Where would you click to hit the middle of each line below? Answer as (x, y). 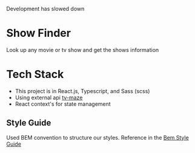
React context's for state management (63, 104)
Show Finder (39, 33)
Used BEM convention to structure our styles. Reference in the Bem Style (97, 137)
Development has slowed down (45, 9)
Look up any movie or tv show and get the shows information (83, 50)
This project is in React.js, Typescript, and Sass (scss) (82, 91)
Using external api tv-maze (49, 97)
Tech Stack (35, 74)
